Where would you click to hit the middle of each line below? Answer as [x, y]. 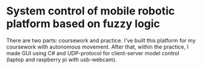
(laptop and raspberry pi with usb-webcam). [62, 59]
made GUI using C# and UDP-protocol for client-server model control [93, 53]
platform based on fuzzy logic [83, 24]
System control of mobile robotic [90, 11]
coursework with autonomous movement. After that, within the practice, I [98, 47]
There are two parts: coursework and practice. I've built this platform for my [101, 40]
